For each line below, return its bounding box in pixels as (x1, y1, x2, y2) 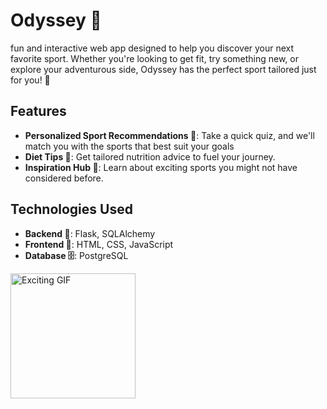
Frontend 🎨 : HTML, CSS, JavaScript (24, 238, 174, 250)
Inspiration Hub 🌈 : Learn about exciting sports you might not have (24, 161, 298, 173)
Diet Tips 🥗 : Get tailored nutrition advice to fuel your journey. (24, 150, 276, 163)
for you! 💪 (10, 74, 51, 86)
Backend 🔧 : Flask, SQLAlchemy (24, 227, 156, 239)
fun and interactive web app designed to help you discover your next (10, 42, 295, 54)
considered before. (24, 172, 104, 184)
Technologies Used (10, 201, 133, 218)
